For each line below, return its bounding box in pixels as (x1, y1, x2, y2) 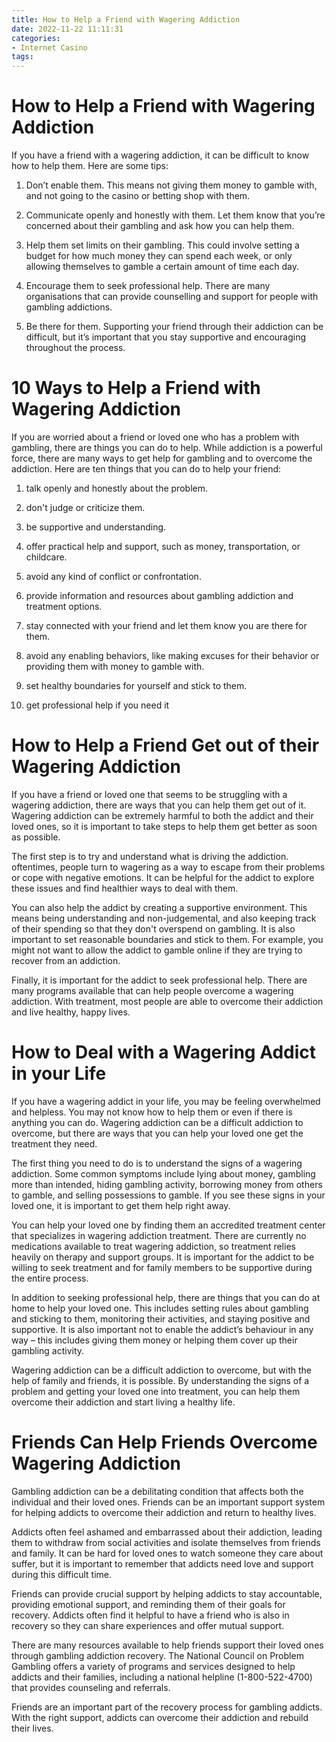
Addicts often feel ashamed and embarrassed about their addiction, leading (11, 1526, 323, 1538)
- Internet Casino (11, 42, 88, 53)
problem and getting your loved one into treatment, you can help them (11, 1385, 301, 1397)
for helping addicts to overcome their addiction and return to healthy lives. (11, 1506, 317, 1518)
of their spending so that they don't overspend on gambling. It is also (11, 922, 296, 935)
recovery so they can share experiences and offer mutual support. (11, 1619, 285, 1631)
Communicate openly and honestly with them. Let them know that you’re (25, 209, 326, 221)
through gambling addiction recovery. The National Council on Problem (11, 1649, 304, 1661)
